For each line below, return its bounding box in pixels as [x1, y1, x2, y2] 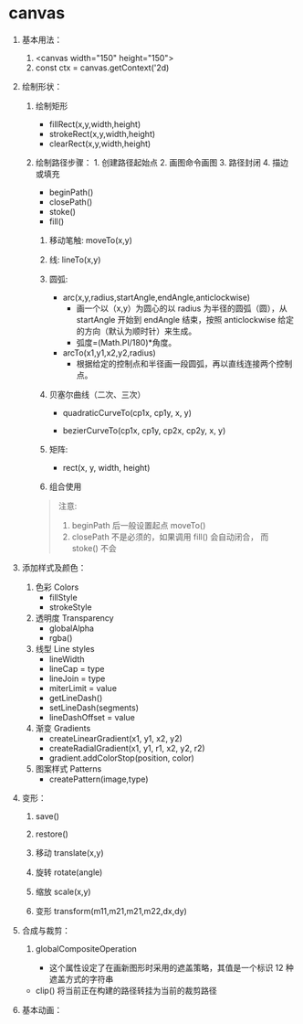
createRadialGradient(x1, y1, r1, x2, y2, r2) [48, 742, 206, 753]
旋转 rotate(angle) [35, 867, 103, 878]
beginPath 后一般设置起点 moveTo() [71, 519, 206, 530]
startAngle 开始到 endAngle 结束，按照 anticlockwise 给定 [76, 314, 294, 325]
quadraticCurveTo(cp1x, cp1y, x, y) [62, 407, 193, 418]
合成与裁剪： [21, 924, 70, 935]
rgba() [48, 632, 73, 643]
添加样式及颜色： [21, 561, 87, 573]
